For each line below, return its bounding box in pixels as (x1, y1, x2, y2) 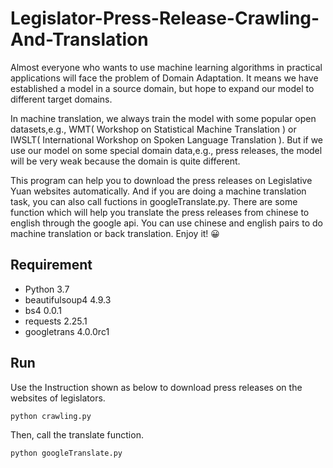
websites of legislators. (10, 392, 106, 404)
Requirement (10, 257, 93, 274)
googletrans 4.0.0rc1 (24, 325, 110, 337)
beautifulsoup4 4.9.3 (24, 293, 112, 306)
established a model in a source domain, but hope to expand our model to (10, 82, 315, 94)
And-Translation (10, 28, 149, 51)
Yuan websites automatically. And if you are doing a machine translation (10, 185, 307, 197)
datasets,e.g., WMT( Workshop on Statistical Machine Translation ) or (10, 123, 297, 135)
